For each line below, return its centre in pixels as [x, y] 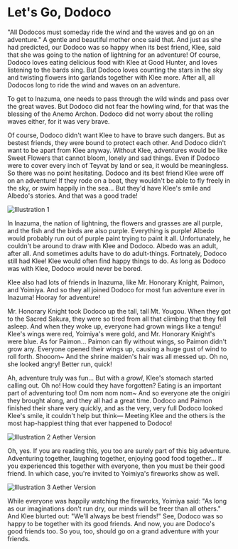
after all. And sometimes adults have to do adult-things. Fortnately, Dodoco [117, 253]
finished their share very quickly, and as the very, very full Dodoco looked [115, 408]
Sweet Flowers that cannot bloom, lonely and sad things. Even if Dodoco [114, 158]
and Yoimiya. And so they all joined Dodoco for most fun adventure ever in [116, 289]
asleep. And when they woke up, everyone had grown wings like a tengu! [114, 326]
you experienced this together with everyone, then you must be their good [116, 466]
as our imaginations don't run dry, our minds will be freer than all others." [114, 508]
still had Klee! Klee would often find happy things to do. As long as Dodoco [117, 261]
